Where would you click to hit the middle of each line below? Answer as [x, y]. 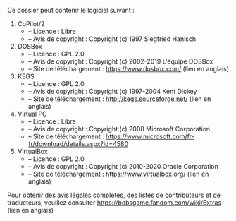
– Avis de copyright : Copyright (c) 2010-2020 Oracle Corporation [123, 166]
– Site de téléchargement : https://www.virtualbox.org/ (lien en [118, 174]
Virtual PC [32, 114]
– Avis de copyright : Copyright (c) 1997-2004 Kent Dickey [112, 91]
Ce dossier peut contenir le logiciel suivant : [71, 10]
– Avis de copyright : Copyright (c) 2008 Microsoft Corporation [119, 129]
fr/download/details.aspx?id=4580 [78, 144]
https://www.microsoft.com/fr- [150, 136]
